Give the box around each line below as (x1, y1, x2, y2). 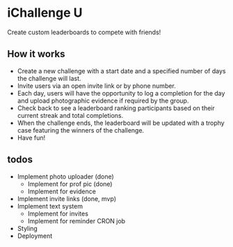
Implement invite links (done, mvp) (17, 194, 117, 203)
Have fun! (17, 133, 46, 142)
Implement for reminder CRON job (27, 216, 126, 225)
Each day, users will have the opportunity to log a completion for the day (17, 89, 225, 97)
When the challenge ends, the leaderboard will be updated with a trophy (17, 119, 225, 127)
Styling (17, 224, 38, 232)
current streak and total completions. (17, 111, 124, 119)
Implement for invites (27, 209, 89, 218)
